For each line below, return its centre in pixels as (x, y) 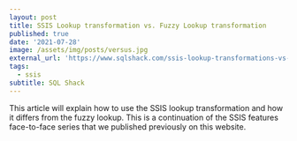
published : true (39, 33)
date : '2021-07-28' (45, 42)
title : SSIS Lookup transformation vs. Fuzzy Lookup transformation (138, 26)
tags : (19, 67)
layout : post (33, 17)
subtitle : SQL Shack (47, 83)
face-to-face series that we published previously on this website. (128, 126)
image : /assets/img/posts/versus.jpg (79, 50)
